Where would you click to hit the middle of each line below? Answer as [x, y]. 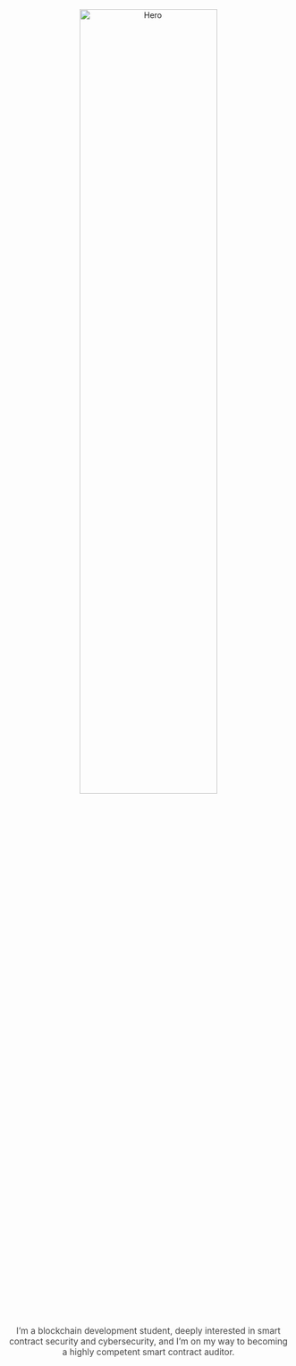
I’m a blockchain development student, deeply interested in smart [148, 1331]
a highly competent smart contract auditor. [148, 1352]
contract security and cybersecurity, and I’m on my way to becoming [148, 1341]
